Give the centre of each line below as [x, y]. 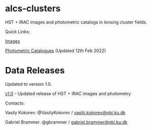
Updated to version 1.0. [29, 84]
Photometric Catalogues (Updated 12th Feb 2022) [56, 51]
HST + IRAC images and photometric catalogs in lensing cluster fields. [76, 22]
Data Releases [35, 70]
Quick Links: [18, 31]
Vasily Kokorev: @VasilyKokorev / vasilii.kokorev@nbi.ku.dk [65, 112]
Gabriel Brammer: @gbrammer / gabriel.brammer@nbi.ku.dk [66, 122]
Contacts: [15, 103]
